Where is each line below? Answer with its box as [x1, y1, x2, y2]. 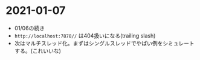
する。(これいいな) [14, 47, 62, 55]
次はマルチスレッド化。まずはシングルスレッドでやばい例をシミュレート [14, 39, 195, 47]
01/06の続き [14, 24, 45, 32]
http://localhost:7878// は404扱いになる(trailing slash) [14, 32, 156, 39]
